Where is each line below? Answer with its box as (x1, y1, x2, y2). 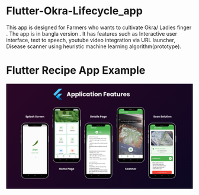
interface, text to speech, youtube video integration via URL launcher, (6, 36, 176, 43)
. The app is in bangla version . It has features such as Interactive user (6, 30, 178, 37)
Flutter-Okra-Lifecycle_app (6, 4, 143, 18)
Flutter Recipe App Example (6, 64, 146, 77)
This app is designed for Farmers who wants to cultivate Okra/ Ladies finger (6, 24, 192, 31)
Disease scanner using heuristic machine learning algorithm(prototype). (6, 43, 182, 50)
